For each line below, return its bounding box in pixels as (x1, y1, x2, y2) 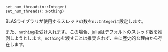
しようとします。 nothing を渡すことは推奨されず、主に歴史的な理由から (9, 35, 158, 41)
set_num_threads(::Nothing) (5, 9, 65, 14)
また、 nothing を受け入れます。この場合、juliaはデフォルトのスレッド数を (5, 29, 158, 35)
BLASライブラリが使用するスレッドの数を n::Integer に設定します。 (5, 18, 146, 24)
